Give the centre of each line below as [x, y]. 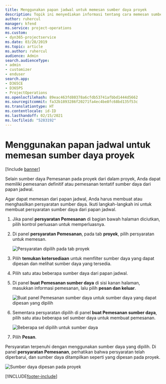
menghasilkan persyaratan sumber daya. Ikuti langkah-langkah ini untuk [78, 204]
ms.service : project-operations [38, 28]
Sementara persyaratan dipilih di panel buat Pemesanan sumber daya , [84, 312]
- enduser [15, 74]
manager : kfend [21, 24]
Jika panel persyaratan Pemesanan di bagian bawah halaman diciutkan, [86, 219]
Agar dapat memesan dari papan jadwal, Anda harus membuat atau [74, 199]
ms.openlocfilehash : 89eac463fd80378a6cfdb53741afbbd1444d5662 [72, 97]
